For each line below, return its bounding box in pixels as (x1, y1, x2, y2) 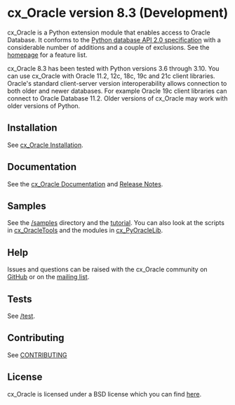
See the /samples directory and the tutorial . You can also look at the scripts (7, 219, 224, 227)
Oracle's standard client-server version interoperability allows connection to (7, 79, 227, 87)
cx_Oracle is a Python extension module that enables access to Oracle (7, 28, 210, 37)
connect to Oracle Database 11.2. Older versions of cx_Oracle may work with (7, 94, 228, 103)
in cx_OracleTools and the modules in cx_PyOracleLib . (7, 226, 163, 235)
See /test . (7, 311, 35, 320)
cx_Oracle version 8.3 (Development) (7, 5, 229, 21)
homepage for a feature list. (7, 51, 88, 59)
